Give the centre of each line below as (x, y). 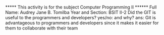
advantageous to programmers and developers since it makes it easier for (82, 23)
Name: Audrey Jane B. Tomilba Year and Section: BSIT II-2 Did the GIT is (81, 12)
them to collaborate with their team (42, 28)
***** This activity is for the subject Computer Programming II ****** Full (81, 7)
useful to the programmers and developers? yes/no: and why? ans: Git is (81, 17)
